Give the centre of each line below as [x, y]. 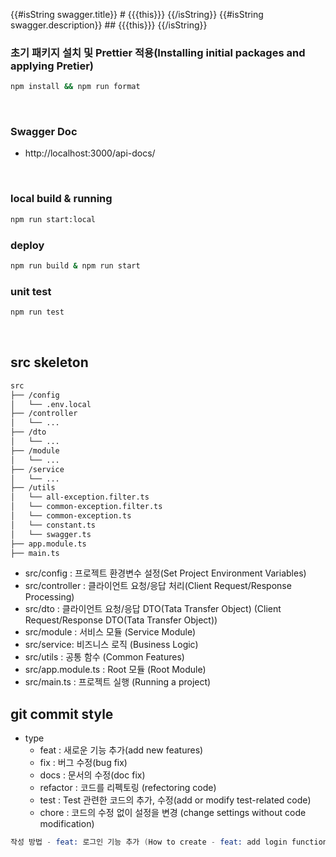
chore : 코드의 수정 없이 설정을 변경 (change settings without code [173, 813]
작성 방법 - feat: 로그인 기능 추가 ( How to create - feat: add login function [169, 842]
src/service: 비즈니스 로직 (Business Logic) [111, 645]
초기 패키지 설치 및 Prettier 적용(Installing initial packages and [158, 52]
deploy [27, 245]
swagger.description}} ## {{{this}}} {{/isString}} [109, 25]
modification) [67, 824]
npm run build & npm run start [75, 265]
